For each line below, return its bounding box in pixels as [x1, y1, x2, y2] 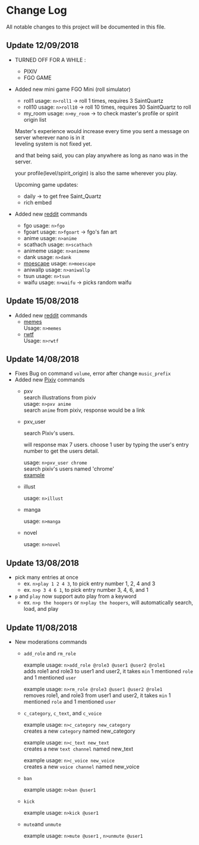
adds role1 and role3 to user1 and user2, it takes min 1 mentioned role [23, 668, 194, 674]
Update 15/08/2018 [6, 296, 79, 306]
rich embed [23, 198, 52, 206]
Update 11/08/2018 [6, 622, 78, 633]
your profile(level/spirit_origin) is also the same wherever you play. [14, 169, 178, 176]
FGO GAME [23, 74, 52, 81]
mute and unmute [23, 821, 61, 828]
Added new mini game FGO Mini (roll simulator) [14, 86, 131, 93]
